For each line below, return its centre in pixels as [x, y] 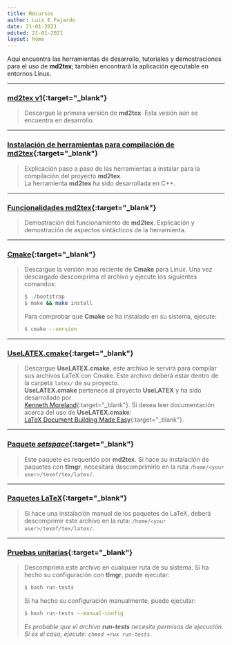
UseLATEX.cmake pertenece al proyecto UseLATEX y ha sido [113, 391]
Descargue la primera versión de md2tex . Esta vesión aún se [111, 113]
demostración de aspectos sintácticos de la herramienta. [105, 230]
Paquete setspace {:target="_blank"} [71, 445]
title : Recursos [30, 13]
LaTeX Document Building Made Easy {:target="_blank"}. [104, 420]
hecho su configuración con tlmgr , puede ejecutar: [97, 575]
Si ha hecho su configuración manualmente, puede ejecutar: [110, 601]
